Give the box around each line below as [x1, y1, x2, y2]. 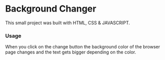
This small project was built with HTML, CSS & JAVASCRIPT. [5, 20, 130, 26]
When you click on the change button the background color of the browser [5, 44, 160, 50]
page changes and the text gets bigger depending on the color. [5, 49, 136, 55]
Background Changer [5, 3, 97, 15]
